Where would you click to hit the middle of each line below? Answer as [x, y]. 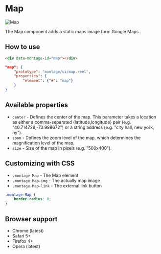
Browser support [31, 219]
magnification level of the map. [43, 143]
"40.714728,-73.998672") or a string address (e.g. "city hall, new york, [83, 127]
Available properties [37, 105]
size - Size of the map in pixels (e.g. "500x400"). [62, 148]
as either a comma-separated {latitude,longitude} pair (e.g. [71, 122]
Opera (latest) [26, 246]
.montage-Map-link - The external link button [57, 185]
